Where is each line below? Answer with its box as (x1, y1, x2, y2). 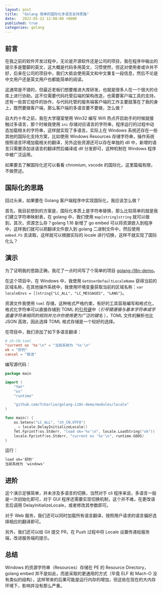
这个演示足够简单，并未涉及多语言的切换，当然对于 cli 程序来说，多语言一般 (5, 490, 157, 496)
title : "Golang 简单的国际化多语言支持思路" (5, 12, 89, 17)
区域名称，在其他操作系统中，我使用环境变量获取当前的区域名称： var (5, 284, 144, 289)
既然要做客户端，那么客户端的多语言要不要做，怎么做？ (13, 105, 124, 111)
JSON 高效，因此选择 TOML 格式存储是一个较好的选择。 (5, 319, 117, 324)
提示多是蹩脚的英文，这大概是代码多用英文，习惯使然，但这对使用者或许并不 (5, 64, 158, 70)
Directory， (125, 564, 149, 570)
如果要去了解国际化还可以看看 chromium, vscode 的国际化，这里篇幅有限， (5, 162, 155, 168)
